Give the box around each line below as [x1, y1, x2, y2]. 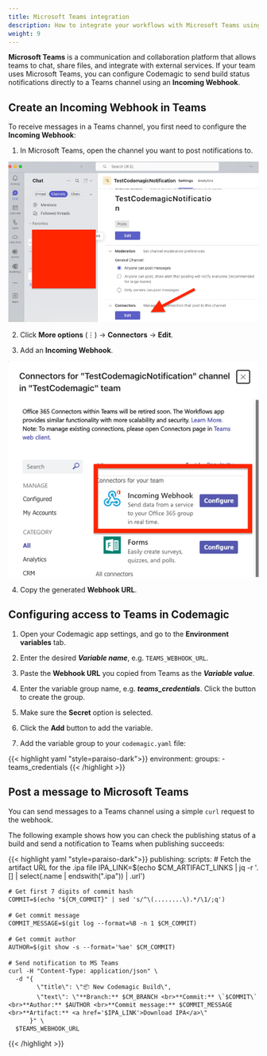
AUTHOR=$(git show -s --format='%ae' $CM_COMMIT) [8, 943, 176, 951]
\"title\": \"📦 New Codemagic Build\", [37, 983, 172, 991]
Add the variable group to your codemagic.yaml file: [19, 738, 187, 747]
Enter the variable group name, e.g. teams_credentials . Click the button [19, 684, 257, 693]
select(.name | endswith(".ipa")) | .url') [19, 871, 145, 880]
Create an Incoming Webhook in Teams [8, 100, 207, 115]
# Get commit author [8, 935, 77, 943]
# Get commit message [8, 911, 80, 919]
